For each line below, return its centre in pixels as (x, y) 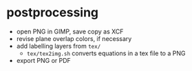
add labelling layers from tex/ (58, 46)
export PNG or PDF (44, 60)
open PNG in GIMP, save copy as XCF (70, 31)
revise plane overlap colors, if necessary (74, 38)
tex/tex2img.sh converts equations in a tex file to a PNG (106, 53)
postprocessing (53, 13)
